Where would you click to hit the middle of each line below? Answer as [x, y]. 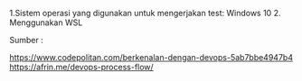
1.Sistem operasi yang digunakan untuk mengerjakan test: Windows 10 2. [145, 13]
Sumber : [26, 40]
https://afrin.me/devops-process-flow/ [81, 67]
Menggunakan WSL [46, 22]
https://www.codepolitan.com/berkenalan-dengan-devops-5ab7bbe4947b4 [151, 57]
